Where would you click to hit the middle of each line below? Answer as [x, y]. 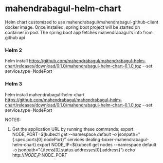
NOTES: [13, 120]
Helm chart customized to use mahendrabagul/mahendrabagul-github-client [82, 22]
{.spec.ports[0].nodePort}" [39, 139]
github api [15, 38]
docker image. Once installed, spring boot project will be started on [72, 27]
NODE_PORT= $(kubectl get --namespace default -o [64, 134]
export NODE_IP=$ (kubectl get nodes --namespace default [97, 144]
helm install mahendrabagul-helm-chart [45, 94]
